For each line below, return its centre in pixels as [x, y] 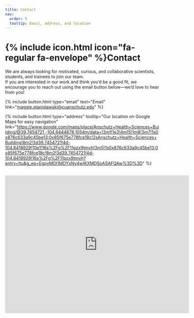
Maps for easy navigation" [32, 122]
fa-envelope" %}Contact [89, 58]
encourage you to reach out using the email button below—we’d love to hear [82, 87]
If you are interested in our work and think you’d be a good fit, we [71, 82]
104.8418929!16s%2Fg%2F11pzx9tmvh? [46, 158]
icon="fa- [115, 48]
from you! [15, 92]
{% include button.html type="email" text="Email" [55, 102]
